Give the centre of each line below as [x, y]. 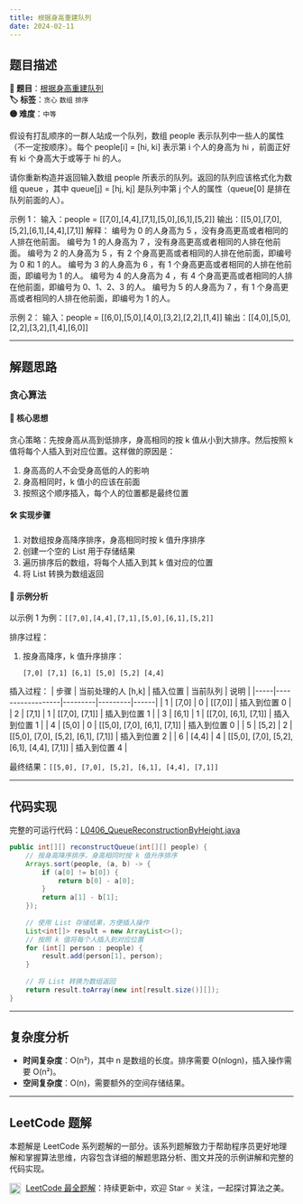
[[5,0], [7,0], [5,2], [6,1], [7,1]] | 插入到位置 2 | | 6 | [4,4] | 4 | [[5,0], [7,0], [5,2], [151, 736]
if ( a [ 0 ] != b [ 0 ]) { [80, 873]
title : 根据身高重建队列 [50, 18]
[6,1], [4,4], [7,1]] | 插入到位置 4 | [69, 748]
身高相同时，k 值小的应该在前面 [81, 481]
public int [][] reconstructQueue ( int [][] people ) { [108, 847]
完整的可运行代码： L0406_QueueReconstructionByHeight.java [125, 830]
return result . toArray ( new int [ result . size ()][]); [123, 990]
